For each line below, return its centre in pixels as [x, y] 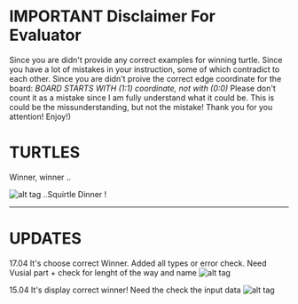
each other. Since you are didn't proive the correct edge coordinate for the [145, 78]
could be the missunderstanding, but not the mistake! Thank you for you [141, 107]
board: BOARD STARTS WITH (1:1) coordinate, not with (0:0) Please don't [143, 88]
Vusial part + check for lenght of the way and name [103, 272]
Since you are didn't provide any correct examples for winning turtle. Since [146, 60]
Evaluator [45, 35]
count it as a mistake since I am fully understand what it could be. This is [142, 97]
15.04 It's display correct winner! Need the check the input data [125, 290]
